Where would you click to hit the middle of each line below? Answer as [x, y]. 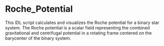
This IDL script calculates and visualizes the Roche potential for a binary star [82, 23]
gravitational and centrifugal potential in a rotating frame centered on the [78, 33]
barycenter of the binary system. [38, 38]
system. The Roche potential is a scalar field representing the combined [78, 27]
